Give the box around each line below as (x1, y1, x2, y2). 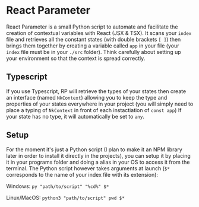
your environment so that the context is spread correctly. (6, 55, 146, 62)
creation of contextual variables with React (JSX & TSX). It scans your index (6, 29, 192, 36)
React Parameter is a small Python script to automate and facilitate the (6, 23, 178, 30)
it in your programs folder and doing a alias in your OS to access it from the (6, 158, 190, 165)
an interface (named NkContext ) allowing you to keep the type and (6, 94, 168, 101)
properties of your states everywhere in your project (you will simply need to (6, 100, 194, 107)
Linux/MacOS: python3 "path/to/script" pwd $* (6, 194, 125, 201)
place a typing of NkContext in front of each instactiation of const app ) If (6, 106, 182, 113)
